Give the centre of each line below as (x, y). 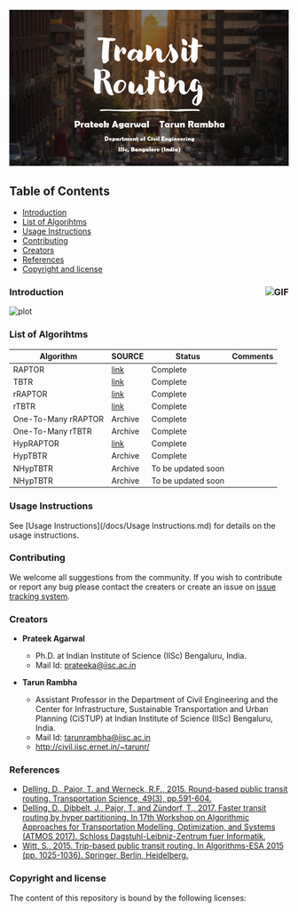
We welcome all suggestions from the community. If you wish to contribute (146, 577)
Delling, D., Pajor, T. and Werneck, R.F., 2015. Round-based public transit (155, 789)
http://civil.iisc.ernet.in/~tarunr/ (92, 747)
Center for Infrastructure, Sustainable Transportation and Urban (152, 709)
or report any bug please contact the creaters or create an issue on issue (143, 587)
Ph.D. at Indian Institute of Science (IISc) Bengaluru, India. (141, 656)
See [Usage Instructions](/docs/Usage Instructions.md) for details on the (143, 525)
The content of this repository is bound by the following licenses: (128, 898)
